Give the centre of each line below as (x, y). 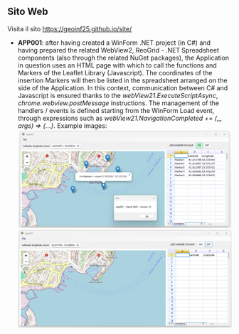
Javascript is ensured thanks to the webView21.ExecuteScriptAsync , (118, 95)
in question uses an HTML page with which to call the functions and (117, 65)
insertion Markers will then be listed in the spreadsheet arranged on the (122, 80)
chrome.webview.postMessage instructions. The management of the (118, 103)
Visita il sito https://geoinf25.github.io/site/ (70, 28)
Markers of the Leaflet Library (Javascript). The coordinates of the (115, 72)
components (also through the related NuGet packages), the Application (123, 58)
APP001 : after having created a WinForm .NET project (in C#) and (114, 43)
